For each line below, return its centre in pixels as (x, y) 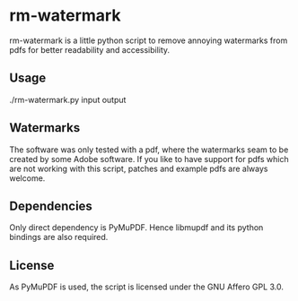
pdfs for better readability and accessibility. (90, 49)
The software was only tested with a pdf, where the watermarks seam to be (149, 150)
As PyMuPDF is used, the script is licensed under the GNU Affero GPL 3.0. (147, 287)
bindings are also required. (59, 237)
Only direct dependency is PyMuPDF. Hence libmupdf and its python (136, 228)
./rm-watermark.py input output (68, 99)
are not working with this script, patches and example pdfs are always (139, 168)
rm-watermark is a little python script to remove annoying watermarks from (149, 40)
